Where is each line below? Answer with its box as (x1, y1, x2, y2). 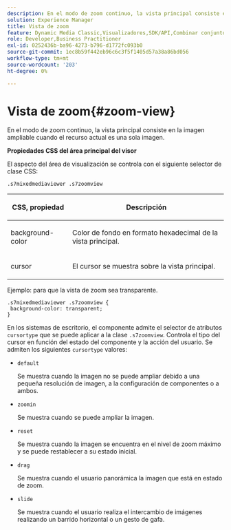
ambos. (16, 387, 39, 395)
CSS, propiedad (12, 202, 65, 212)
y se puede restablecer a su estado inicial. (16, 447, 137, 456)
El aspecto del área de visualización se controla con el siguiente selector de (7, 160, 222, 169)
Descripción (126, 202, 167, 212)
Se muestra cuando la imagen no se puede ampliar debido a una (16, 372, 200, 381)
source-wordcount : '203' (7, 61, 78, 68)
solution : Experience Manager (7, 17, 94, 23)
